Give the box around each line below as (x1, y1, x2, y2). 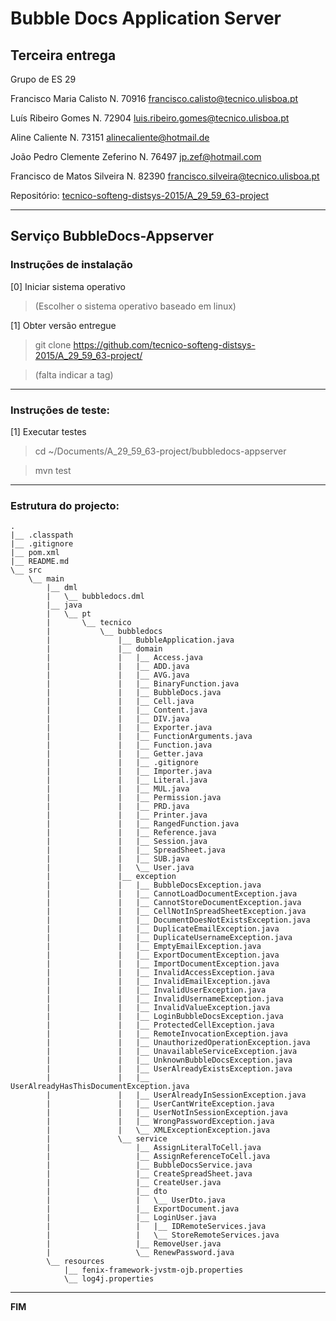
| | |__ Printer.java (46, 810, 208, 821)
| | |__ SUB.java (46, 854, 190, 864)
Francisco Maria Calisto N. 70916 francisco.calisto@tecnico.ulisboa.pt (10, 93, 299, 104)
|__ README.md (10, 557, 70, 567)
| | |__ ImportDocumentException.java (46, 959, 280, 969)
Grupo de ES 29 (10, 73, 77, 85)
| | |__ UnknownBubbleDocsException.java (46, 1055, 293, 1066)
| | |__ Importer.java (46, 767, 213, 777)
